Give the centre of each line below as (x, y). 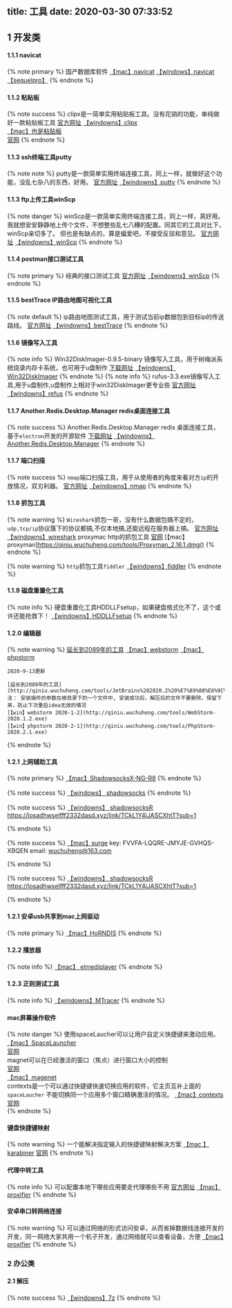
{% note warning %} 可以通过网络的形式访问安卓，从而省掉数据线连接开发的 (116, 1228)
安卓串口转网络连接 (35, 1211)
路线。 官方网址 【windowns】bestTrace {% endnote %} (88, 325)
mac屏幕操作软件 (32, 1017)
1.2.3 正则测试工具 (33, 984)
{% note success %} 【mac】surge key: (64, 843)
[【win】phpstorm (30, 727)
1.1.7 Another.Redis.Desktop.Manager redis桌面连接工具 (89, 411)
